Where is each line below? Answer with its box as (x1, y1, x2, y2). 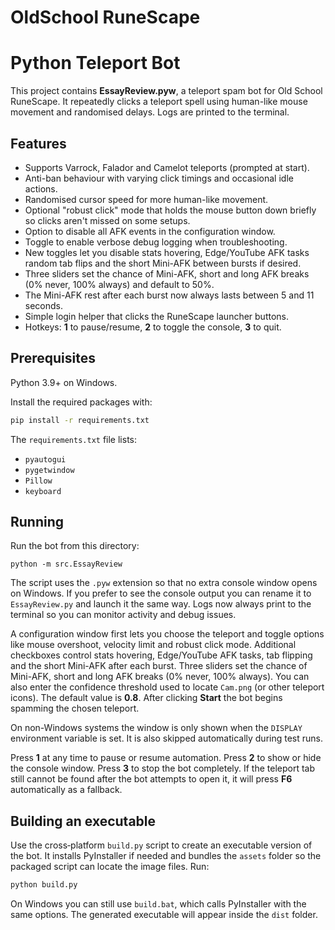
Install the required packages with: (10, 396, 153, 408)
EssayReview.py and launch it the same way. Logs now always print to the (10, 598, 312, 610)
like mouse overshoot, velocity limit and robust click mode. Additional (10, 639, 297, 651)
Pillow (24, 476, 53, 486)
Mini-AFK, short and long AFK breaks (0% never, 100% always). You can (10, 671, 310, 683)
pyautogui (24, 454, 67, 465)
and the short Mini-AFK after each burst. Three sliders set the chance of (10, 660, 308, 672)
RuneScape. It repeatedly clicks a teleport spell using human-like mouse (10, 96, 308, 108)
